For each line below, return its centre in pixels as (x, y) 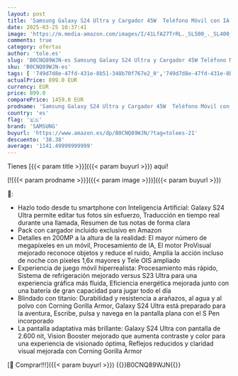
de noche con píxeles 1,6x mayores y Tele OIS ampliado (99, 261)
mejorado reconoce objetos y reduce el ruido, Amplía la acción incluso (120, 253)
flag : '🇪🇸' (25, 119)
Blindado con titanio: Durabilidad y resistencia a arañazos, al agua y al (119, 299)
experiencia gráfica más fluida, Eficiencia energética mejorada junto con (123, 283)
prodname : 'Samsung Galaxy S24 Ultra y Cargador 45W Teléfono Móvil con (119, 107)
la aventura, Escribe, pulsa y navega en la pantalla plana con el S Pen (118, 313)
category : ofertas (34, 47)
